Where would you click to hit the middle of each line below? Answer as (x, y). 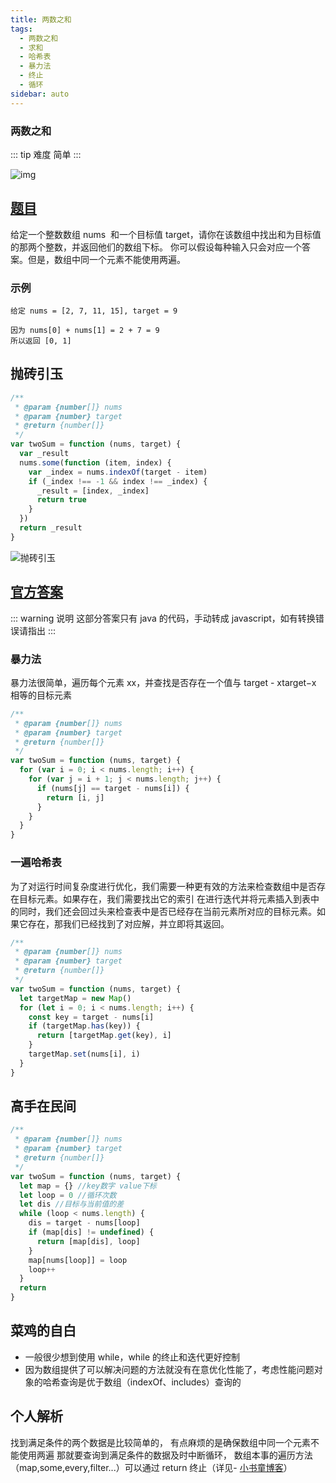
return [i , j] (75, 797)
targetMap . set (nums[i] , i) (84, 1054)
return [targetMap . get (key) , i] (104, 1036)
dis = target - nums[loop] (84, 1223)
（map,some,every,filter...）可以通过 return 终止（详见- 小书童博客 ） (151, 1467)
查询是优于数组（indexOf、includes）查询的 (150, 1382)
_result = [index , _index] (93, 491)
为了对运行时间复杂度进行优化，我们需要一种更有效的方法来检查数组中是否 (163, 886)
